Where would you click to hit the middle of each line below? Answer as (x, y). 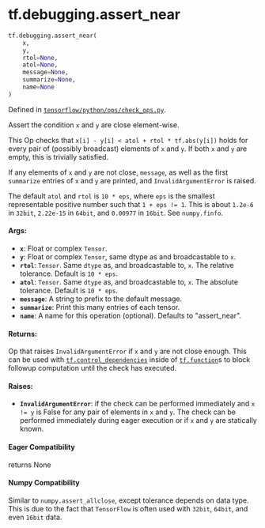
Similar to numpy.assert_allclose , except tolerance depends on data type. (129, 500)
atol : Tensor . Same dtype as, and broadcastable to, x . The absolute (129, 282)
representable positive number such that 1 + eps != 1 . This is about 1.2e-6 (131, 204)
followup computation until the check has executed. (93, 368)
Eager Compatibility (42, 447)
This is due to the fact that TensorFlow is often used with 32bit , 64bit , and (128, 508)
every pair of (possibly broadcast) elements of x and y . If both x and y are (128, 149)
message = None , (45, 73)
